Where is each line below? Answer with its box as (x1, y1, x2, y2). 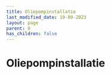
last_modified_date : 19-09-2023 (6, 14, 87, 20)
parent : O (6, 25, 31, 32)
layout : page (6, 20, 39, 26)
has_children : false (6, 31, 58, 37)
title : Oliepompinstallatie (6, 8, 76, 15)
